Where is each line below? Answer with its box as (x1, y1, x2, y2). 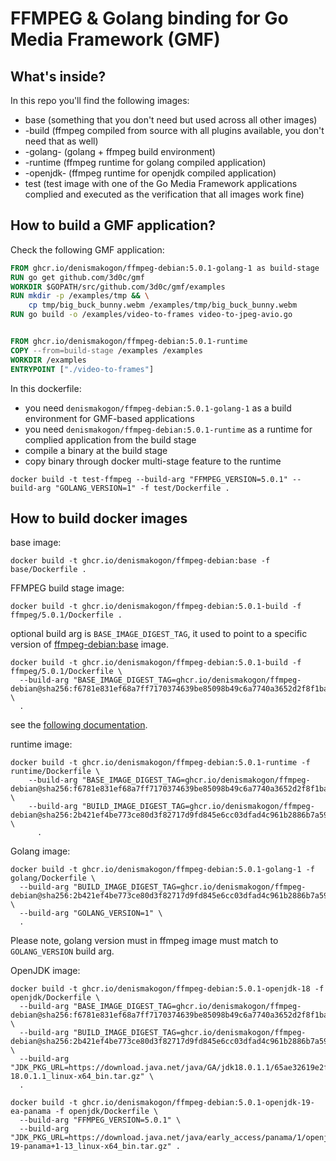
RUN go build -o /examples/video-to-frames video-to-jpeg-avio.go (10, 310, 293, 320)
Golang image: (10, 845, 71, 857)
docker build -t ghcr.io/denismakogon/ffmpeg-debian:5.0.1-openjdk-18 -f (10, 984, 325, 994)
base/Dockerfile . (10, 565, 87, 575)
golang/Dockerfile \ (10, 873, 97, 884)
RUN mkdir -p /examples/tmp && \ (10, 291, 150, 301)
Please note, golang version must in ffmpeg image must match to (10, 935, 279, 947)
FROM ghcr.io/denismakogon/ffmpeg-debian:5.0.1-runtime (10, 337, 248, 347)
